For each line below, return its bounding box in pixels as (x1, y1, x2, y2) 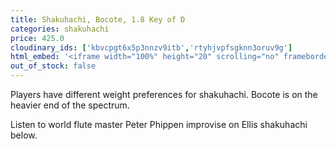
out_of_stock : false (10, 61, 97, 71)
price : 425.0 (10, 33, 65, 43)
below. (10, 129, 38, 141)
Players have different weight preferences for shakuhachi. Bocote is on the (10, 89, 318, 100)
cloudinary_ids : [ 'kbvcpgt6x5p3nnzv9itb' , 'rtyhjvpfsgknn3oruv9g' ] (10, 42, 293, 53)
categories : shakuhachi (10, 24, 110, 34)
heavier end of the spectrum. (10, 99, 130, 111)
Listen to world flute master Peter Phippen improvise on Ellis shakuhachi (10, 119, 308, 130)
